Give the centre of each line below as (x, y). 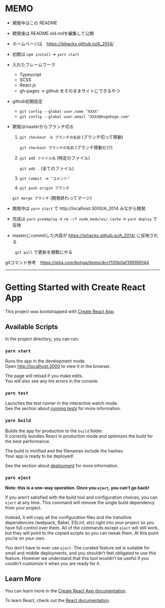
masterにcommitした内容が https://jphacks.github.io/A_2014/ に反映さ (83, 235)
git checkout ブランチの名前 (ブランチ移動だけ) (66, 147)
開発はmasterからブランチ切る (43, 127)
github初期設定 (27, 101)
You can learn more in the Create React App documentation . (66, 591)
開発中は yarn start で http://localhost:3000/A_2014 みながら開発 (79, 208)
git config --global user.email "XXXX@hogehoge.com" (75, 117)
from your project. (23, 508)
